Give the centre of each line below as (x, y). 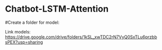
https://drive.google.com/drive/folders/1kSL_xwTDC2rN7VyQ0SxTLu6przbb (81, 37)
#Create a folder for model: (32, 22)
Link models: (18, 32)
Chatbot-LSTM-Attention (57, 9)
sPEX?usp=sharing (24, 42)
